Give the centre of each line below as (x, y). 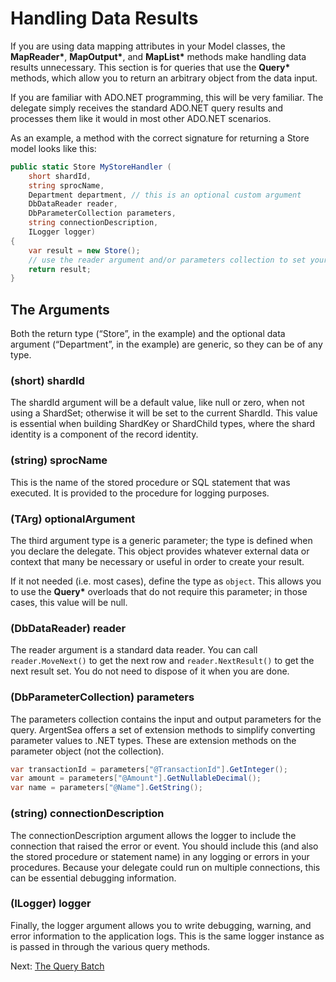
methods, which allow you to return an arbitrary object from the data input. (164, 78)
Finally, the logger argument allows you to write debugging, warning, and (161, 925)
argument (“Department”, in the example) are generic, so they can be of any (166, 344)
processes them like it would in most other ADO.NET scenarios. (141, 118)
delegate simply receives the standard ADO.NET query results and (147, 108)
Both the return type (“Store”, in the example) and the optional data (148, 334)
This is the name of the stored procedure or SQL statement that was (150, 482)
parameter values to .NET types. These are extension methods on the (153, 740)
